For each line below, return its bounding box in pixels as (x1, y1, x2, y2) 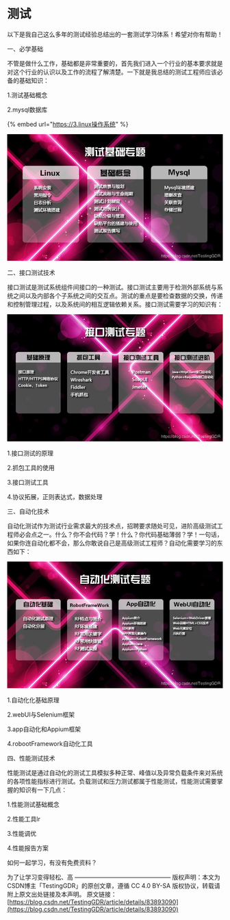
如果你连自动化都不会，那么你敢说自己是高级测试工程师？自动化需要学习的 (7, 539, 217, 547)
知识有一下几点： (18, 786, 67, 794)
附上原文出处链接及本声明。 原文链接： (7, 891, 117, 899)
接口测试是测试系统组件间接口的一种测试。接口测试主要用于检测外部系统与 (7, 283, 217, 292)
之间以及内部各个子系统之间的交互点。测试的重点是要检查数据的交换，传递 (12, 292, 223, 300)
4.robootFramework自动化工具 (7, 740, 93, 748)
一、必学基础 (7, 44, 43, 53)
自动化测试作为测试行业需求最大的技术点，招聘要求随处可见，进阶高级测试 (7, 522, 217, 530)
